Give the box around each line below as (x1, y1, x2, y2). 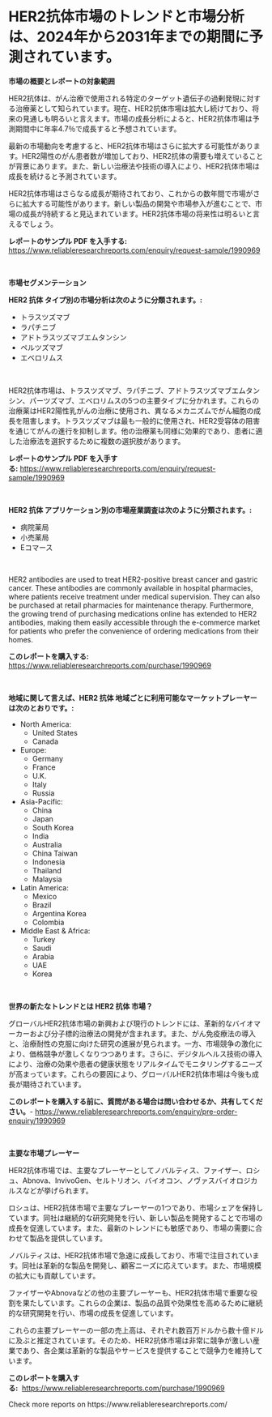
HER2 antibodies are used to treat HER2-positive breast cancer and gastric (8, 574, 258, 584)
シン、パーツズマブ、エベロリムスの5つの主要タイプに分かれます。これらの (8, 395, 260, 405)
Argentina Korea (32, 908, 87, 918)
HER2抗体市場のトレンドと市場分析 (8, 7, 244, 26)
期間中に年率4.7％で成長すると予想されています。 (15, 123, 181, 134)
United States (32, 728, 79, 737)
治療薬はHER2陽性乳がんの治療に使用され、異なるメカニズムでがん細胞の (8, 406, 254, 416)
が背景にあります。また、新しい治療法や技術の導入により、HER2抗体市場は (8, 161, 261, 171)
